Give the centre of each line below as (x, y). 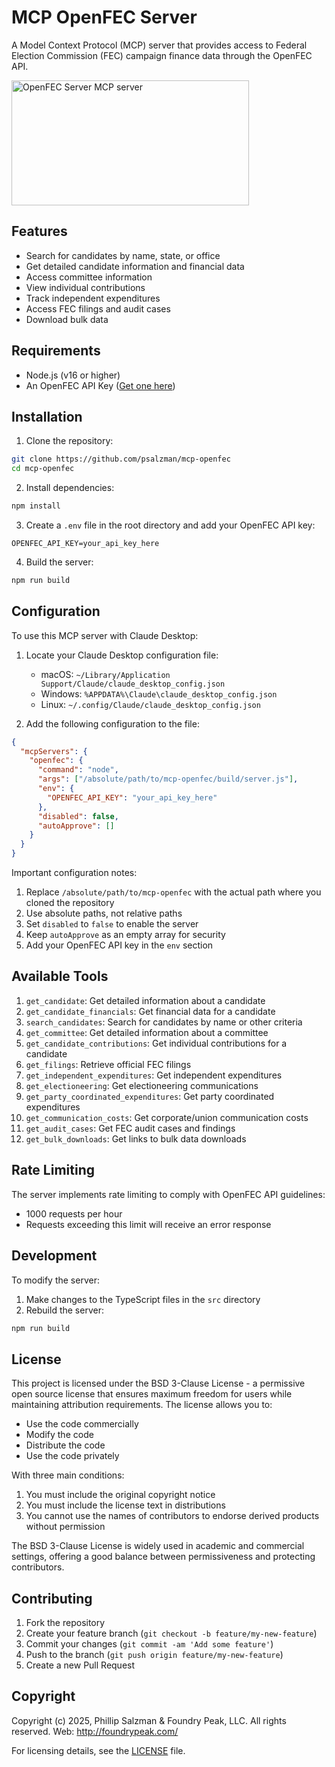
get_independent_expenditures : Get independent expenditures (154, 1075)
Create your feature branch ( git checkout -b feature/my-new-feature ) (171, 1633)
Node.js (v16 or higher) (73, 375)
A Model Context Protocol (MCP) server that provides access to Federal (159, 45)
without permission (65, 1527)
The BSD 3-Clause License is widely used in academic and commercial (158, 1546)
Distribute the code (65, 1445)
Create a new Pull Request (80, 1665)
